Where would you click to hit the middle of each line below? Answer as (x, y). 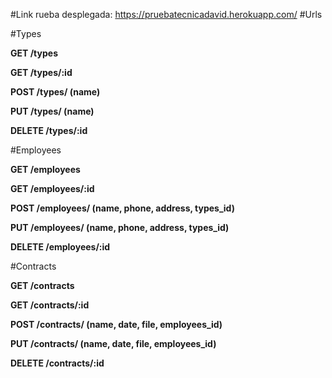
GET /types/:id (41, 72)
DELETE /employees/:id (60, 247)
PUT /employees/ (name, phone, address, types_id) (120, 227)
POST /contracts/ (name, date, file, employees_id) (116, 324)
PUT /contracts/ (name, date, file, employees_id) (113, 343)
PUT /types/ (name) (52, 111)
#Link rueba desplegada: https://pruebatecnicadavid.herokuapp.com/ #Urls (166, 14)
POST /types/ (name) (55, 92)
